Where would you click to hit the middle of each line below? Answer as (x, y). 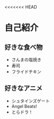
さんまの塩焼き (26, 59)
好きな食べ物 (24, 47)
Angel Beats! (24, 106)
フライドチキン (26, 72)
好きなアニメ (24, 88)
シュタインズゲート (31, 101)
